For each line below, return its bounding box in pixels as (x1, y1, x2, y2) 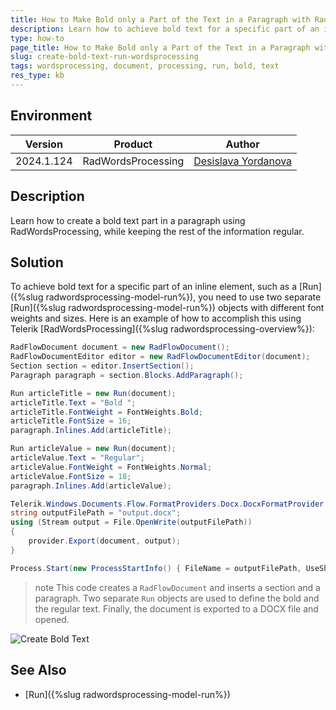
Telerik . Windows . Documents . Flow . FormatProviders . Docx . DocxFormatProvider (10, 499, 325, 509)
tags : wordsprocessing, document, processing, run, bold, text (10, 61, 280, 71)
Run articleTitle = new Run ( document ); (10, 388, 177, 398)
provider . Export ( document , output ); (28, 536, 182, 546)
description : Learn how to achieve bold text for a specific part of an (10, 24, 320, 34)
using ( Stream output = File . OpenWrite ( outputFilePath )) (10, 517, 253, 528)
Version (24, 137, 63, 151)
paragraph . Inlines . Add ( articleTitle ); (10, 426, 172, 436)
